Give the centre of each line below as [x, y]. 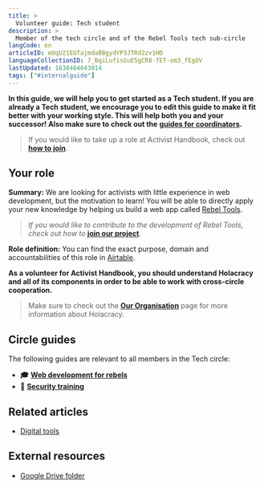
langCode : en [30, 46]
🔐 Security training [52, 387]
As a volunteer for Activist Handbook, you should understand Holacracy [131, 273]
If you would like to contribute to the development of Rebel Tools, [136, 225]
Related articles [48, 411]
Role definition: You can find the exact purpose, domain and [108, 249]
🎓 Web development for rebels [74, 375]
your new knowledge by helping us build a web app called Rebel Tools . [126, 209]
